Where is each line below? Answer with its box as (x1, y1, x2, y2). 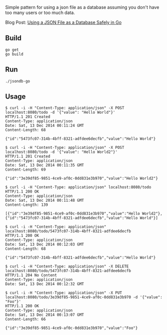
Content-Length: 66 (5, 317, 46, 322)
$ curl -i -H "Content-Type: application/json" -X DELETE (5, 264, 129, 269)
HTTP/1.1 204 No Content (5, 273, 57, 278)
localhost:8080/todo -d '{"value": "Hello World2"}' (5, 149, 118, 155)
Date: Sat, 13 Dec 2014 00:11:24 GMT (5, 123, 84, 128)
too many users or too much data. (5, 10, 75, 16)
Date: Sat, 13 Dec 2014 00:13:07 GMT (5, 312, 84, 317)
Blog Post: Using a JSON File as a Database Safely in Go (5, 20, 122, 25)
